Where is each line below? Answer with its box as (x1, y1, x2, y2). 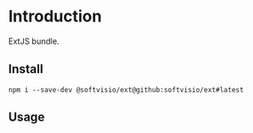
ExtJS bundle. (8, 36, 60, 46)
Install (8, 62, 44, 77)
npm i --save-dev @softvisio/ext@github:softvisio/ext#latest (8, 85, 244, 95)
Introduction (8, 6, 102, 27)
